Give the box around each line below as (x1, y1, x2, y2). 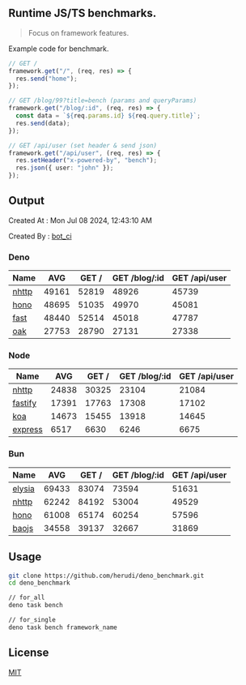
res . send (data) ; (15, 119, 70, 127)
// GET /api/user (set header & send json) (8, 141, 158, 149)
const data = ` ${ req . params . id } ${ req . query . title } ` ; (15, 112, 201, 120)
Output (8, 194, 45, 208)
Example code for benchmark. (8, 44, 109, 54)
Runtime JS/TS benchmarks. (8, 6, 157, 20)
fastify (12, 397, 37, 409)
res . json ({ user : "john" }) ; (15, 164, 114, 173)
